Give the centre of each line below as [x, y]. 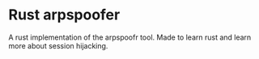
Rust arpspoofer [64, 15]
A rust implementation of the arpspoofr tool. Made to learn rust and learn [130, 37]
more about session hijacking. [58, 45]
